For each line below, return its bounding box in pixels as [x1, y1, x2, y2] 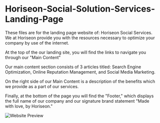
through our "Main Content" [5, 54, 61, 60]
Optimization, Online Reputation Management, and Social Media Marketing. [5, 69, 156, 75]
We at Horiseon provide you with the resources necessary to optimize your [5, 35, 155, 41]
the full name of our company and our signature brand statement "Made [5, 98, 150, 104]
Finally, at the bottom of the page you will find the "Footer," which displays [5, 93, 154, 99]
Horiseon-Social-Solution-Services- [5, 3, 156, 15]
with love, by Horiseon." [5, 103, 53, 109]
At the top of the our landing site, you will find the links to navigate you [5, 49, 146, 55]
